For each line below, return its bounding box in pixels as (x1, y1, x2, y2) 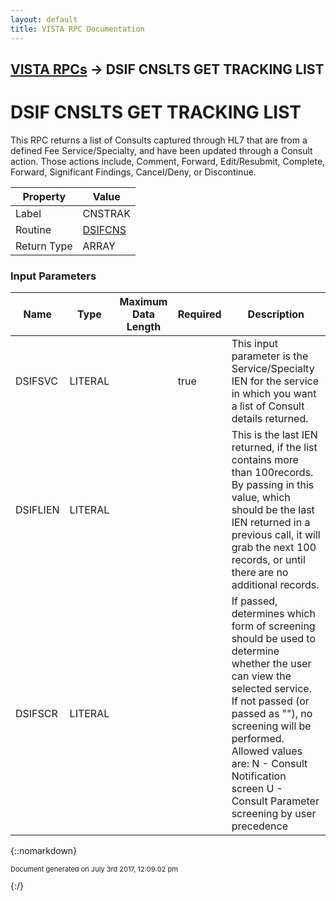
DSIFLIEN (15, 503, 60, 517)
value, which (231, 491, 291, 505)
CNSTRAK (82, 206, 131, 220)
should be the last (231, 503, 315, 517)
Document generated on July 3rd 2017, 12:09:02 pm (10, 864, 178, 875)
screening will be (231, 719, 312, 733)
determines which (231, 607, 316, 621)
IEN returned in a (231, 516, 311, 530)
